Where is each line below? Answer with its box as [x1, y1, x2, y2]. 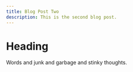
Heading [6, 40, 49, 53]
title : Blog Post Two [6, 8, 59, 15]
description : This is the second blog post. [6, 14, 117, 20]
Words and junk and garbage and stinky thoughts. [6, 59, 128, 66]
